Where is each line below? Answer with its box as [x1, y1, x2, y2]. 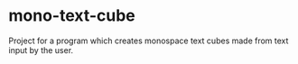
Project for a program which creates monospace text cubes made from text [8, 35, 289, 46]
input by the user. [8, 44, 74, 55]
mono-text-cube [8, 5, 136, 26]
